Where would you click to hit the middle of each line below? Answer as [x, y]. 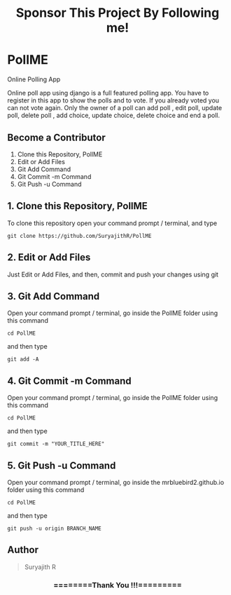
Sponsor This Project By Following [118, 13]
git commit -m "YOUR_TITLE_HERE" [56, 444]
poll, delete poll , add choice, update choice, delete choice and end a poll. [114, 115]
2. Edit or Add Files [49, 258]
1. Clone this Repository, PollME [78, 206]
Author [23, 550]
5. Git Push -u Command [62, 466]
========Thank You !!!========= [118, 585]
